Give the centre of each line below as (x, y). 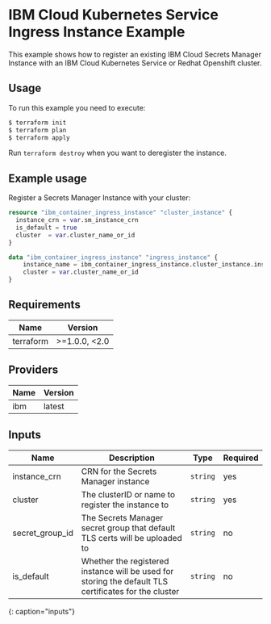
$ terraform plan (38, 130)
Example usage (48, 178)
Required (241, 458)
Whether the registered (125, 561)
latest (54, 406)
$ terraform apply (39, 138)
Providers (33, 370)
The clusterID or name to (128, 494)
